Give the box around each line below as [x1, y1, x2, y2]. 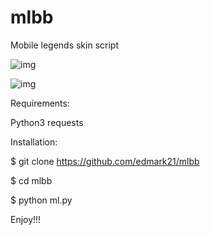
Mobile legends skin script [10, 39, 119, 51]
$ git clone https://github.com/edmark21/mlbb [10, 155, 200, 167]
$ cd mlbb [10, 174, 53, 186]
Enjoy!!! [10, 213, 42, 225]
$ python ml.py [10, 194, 73, 206]
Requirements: [10, 97, 70, 109]
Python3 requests [10, 116, 84, 128]
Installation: [10, 136, 58, 148]
